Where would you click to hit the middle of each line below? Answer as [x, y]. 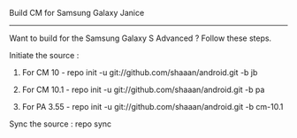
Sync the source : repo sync [61, 124]
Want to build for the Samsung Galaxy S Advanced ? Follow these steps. [141, 38]
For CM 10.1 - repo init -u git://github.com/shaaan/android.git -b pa [143, 89]
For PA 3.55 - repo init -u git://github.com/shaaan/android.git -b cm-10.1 [152, 107]
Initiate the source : [44, 55]
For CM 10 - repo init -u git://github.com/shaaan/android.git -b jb [140, 73]
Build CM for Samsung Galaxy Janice [77, 13]
